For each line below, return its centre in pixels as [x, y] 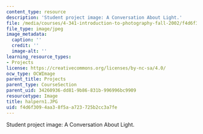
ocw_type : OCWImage [31, 74]
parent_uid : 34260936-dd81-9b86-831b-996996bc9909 [71, 91]
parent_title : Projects [36, 79]
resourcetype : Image [32, 96]
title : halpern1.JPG [32, 101]
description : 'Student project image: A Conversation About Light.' [94, 18]
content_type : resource [36, 12]
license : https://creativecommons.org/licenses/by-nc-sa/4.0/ [86, 68]
